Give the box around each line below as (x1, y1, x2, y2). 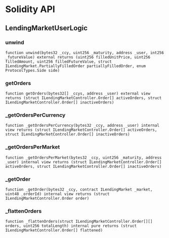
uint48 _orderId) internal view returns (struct (5, 192, 110, 197)
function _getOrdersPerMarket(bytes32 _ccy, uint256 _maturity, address (5, 155, 162, 160)
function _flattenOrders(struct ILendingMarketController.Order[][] (5, 219, 153, 224)
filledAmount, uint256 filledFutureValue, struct (5, 59, 112, 64)
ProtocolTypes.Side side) (5, 68, 60, 73)
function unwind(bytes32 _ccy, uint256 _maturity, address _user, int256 (5, 50, 164, 55)
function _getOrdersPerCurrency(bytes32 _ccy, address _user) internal (5, 123, 159, 128)
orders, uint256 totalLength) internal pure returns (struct (5, 223, 137, 228)
